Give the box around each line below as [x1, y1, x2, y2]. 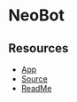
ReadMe [20, 83, 52, 93]
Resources [8, 41, 69, 56]
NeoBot [8, 5, 65, 26]
